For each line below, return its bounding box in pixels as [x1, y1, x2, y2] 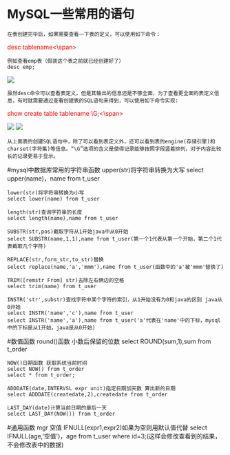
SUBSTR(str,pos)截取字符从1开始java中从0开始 [7, 228, 129, 235]
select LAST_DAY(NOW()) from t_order [7, 410, 116, 417]
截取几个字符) [12, 243, 47, 250]
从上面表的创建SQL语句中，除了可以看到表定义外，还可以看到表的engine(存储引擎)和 [7, 138, 216, 145]
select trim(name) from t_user [7, 283, 97, 290]
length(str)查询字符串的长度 [7, 208, 83, 216]
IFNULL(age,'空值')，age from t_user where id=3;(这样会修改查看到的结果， [7, 432, 222, 440]
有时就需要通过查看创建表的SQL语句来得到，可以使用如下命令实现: [17, 97, 179, 104]
